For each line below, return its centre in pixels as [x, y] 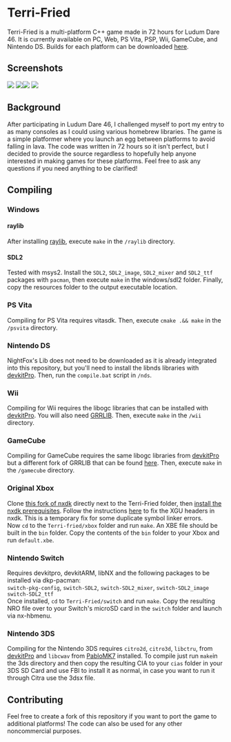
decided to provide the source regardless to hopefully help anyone [102, 153]
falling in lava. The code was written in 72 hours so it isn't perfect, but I [108, 146]
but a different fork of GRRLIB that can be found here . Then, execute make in [114, 463]
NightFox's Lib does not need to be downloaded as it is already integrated [112, 360]
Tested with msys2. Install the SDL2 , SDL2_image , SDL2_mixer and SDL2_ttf [110, 273]
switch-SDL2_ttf [30, 594]
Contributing [35, 700]
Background [34, 107]
